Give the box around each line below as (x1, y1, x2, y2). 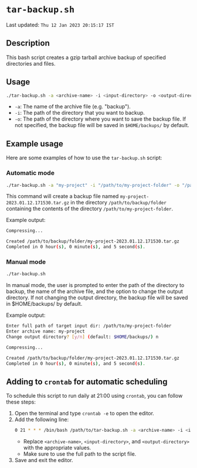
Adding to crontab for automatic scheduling (6, 377, 168, 387)
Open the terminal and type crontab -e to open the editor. (14, 410, 154, 417)
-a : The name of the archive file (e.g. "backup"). (14, 103, 131, 110)
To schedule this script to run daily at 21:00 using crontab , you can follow (6, 392, 183, 399)
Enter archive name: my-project (6, 329, 85, 334)
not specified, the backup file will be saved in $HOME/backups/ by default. (14, 122, 189, 129)
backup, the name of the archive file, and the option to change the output (6, 288, 184, 295)
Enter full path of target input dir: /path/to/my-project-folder (6, 323, 172, 329)
